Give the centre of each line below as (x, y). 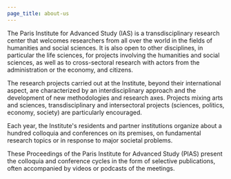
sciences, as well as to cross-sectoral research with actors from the (103, 62)
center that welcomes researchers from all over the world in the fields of (110, 40)
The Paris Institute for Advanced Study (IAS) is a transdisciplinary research (113, 33)
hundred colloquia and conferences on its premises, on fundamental (104, 133)
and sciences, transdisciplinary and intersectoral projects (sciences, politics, (116, 105)
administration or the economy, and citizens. (70, 70)
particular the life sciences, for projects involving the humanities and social (113, 55)
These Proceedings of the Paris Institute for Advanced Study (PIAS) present (115, 154)
